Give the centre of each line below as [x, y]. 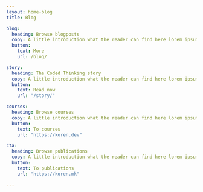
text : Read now [36, 90]
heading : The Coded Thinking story [56, 73]
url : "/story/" [36, 96]
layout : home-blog [29, 12]
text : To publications [46, 168]
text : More [31, 51]
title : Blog [21, 18]
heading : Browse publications [50, 151]
